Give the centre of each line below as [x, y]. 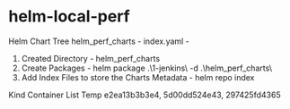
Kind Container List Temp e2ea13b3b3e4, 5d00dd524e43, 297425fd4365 [145, 95]
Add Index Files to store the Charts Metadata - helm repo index [138, 77]
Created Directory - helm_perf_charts [91, 58]
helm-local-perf [70, 17]
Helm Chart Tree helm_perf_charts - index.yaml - [99, 41]
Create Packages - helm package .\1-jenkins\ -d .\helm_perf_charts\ [147, 68]
